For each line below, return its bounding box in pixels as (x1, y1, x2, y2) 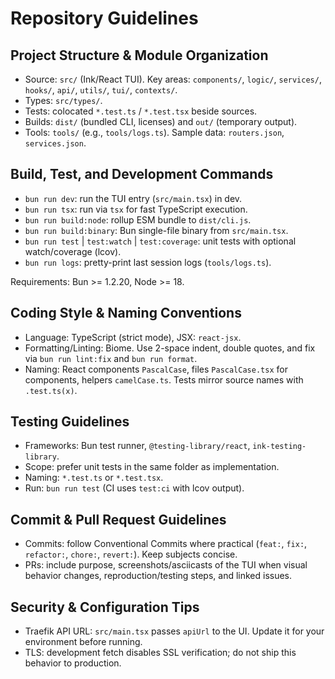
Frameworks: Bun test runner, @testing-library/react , (24, 440, 251, 452)
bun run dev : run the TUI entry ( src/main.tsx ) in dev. (24, 192, 243, 204)
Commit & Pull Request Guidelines (10, 511, 227, 528)
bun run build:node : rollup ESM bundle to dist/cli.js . (24, 213, 252, 226)
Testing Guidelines (10, 413, 130, 431)
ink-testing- (252, 442, 307, 452)
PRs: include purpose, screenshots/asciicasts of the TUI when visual (24, 559, 308, 571)
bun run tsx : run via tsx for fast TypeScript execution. (24, 203, 248, 215)
